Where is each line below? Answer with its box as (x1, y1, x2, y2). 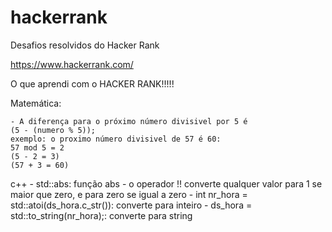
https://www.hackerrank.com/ (10, 58, 134, 70)
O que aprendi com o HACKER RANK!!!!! (10, 77, 175, 90)
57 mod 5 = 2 (10, 142, 65, 153)
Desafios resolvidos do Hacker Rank (10, 39, 160, 51)
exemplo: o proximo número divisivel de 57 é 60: (10, 134, 222, 144)
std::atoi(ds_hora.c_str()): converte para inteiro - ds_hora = (10, 199, 253, 211)
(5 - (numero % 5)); (10, 125, 97, 135)
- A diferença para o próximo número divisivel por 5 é (10, 116, 248, 126)
